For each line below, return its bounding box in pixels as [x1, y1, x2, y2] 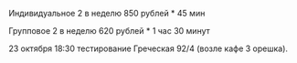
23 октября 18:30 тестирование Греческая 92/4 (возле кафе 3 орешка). [8, 43, 289, 54]
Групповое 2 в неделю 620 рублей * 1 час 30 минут [8, 26, 211, 36]
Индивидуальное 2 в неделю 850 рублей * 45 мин [8, 8, 206, 18]
